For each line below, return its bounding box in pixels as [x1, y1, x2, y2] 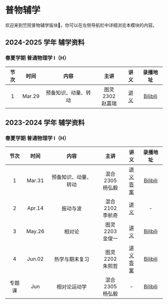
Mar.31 [26, 177, 44, 184]
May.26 [26, 228, 44, 235]
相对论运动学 [56, 283, 87, 290]
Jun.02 [26, 255, 44, 262]
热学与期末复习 [54, 256, 89, 263]
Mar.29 [22, 92, 40, 99]
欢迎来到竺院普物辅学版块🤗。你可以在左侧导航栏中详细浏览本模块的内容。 [5, 22, 157, 28]
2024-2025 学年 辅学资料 [5, 38, 85, 47]
